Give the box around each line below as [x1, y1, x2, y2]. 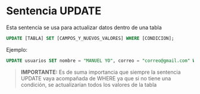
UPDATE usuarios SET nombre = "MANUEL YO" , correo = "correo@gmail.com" [6, 58, 190, 64]
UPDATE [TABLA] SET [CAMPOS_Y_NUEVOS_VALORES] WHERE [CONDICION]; [6, 35, 174, 41]
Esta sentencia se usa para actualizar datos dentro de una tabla [6, 24, 162, 31]
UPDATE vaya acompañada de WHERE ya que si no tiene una [20, 74, 171, 82]
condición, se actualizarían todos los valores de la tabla [20, 81, 157, 88]
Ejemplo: [6, 46, 28, 53]
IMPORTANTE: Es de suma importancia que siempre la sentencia [20, 68, 181, 76]
